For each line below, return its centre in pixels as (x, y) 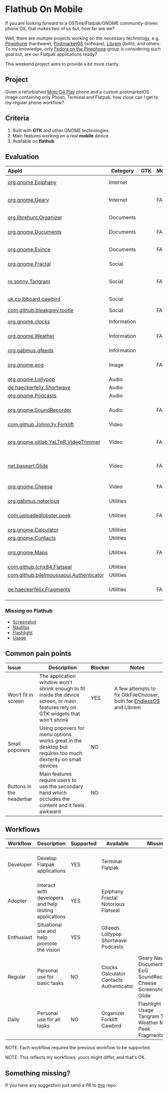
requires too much (61, 753)
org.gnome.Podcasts (32, 396)
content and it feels (62, 805)
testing (45, 910)
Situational (50, 925)
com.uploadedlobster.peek (39, 515)
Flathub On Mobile (44, 9)
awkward (50, 811)
